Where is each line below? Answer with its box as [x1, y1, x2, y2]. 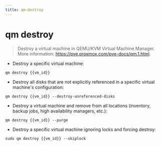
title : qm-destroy [5, 7, 43, 12]
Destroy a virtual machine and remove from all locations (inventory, [12, 102, 151, 108]
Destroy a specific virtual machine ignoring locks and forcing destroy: [12, 126, 156, 132]
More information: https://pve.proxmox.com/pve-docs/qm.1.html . [17, 50, 151, 56]
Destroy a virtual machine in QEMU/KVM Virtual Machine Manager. [17, 45, 155, 51]
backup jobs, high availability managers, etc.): [12, 108, 107, 114]
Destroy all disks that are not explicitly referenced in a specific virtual [12, 78, 155, 85]
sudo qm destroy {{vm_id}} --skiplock [5, 136, 86, 141]
